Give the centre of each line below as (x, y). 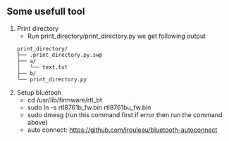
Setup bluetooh (39, 92)
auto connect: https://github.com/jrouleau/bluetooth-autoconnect (122, 130)
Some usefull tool (46, 12)
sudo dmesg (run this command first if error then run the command (125, 114)
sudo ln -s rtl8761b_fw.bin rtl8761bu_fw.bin (89, 107)
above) (37, 122)
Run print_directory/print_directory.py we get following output (116, 36)
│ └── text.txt (42, 67)
